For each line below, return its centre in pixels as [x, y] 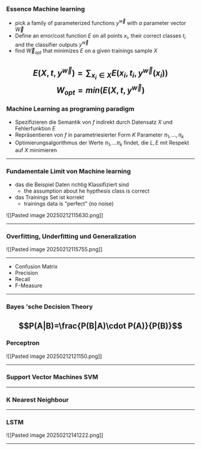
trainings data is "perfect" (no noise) [69, 203]
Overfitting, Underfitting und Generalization [71, 236]
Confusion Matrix [36, 266]
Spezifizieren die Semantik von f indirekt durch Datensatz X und [94, 122]
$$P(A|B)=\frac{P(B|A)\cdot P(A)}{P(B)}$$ [100, 326]
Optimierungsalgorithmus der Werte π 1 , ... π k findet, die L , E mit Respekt [102, 143]
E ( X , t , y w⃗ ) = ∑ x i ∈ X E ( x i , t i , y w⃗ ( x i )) [100, 74]
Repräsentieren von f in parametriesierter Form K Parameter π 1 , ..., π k [99, 135]
